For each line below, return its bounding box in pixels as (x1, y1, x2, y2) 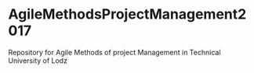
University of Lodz (8, 56, 68, 65)
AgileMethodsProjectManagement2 (8, 5, 247, 23)
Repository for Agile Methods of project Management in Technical (8, 47, 221, 57)
